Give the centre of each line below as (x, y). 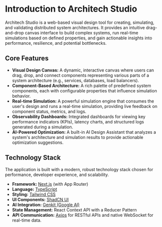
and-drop (15, 33)
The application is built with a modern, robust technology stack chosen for (79, 169)
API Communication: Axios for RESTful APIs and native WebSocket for (83, 215)
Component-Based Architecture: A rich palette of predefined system (81, 86)
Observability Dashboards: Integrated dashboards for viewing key (79, 116)
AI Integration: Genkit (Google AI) (46, 205)
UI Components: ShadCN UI (40, 199)
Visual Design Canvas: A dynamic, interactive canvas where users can (83, 70)
